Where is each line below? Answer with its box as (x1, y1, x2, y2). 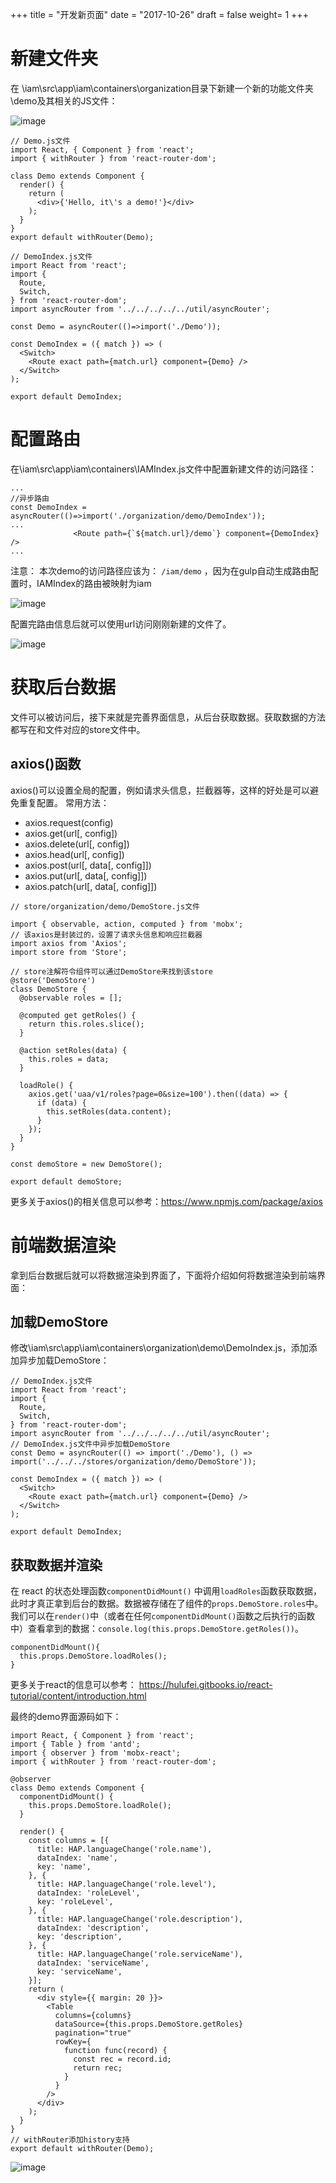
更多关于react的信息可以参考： (10, 1679, 137, 1691)
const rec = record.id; (73, 2054, 172, 2065)
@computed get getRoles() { (19, 1010, 137, 1020)
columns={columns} (54, 2011, 132, 2021)
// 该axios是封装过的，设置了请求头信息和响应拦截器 (10, 929, 203, 940)
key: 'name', (36, 1862, 92, 1872)
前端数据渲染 (10, 1234, 117, 1257)
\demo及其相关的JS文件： (10, 94, 118, 107)
